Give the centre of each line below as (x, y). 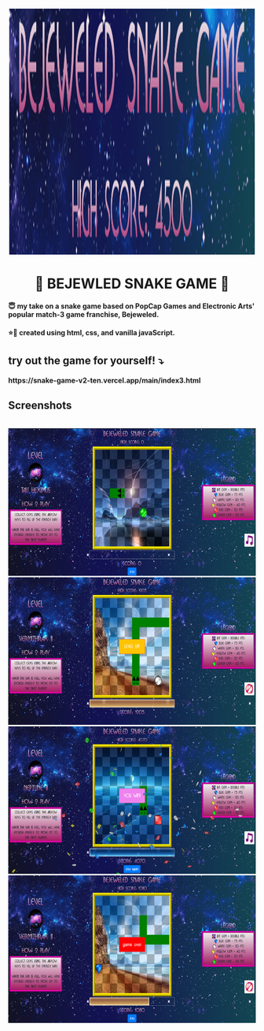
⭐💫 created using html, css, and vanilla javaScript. (92, 333)
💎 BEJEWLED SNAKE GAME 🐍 (132, 284)
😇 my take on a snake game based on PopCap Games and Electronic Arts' (132, 306)
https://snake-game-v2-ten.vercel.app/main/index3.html (104, 381)
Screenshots (40, 405)
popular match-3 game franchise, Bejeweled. (84, 314)
